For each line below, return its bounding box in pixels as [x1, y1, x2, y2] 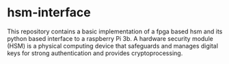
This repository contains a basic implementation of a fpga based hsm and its [7, 27, 223, 35]
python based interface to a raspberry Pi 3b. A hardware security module [7, 34, 213, 42]
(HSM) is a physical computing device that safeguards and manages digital [7, 42, 219, 50]
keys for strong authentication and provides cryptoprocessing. [7, 49, 183, 57]
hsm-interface [7, 5, 91, 20]
